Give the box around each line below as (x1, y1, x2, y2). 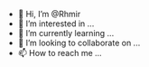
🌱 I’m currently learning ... (17, 28, 115, 38)
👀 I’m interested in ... (17, 18, 95, 29)
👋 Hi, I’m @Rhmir (17, 9, 81, 19)
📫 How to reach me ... (17, 48, 102, 58)
